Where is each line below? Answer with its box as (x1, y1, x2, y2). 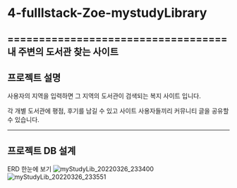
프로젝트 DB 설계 (7, 144, 76, 156)
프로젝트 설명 (7, 72, 61, 84)
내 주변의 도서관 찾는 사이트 (7, 46, 119, 58)
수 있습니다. (7, 115, 40, 124)
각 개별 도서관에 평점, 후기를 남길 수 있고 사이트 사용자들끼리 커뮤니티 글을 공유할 (7, 107, 229, 115)
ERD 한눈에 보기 (7, 165, 51, 173)
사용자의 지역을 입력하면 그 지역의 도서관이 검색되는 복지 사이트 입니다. (7, 92, 201, 100)
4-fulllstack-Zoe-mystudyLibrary (7, 5, 207, 21)
